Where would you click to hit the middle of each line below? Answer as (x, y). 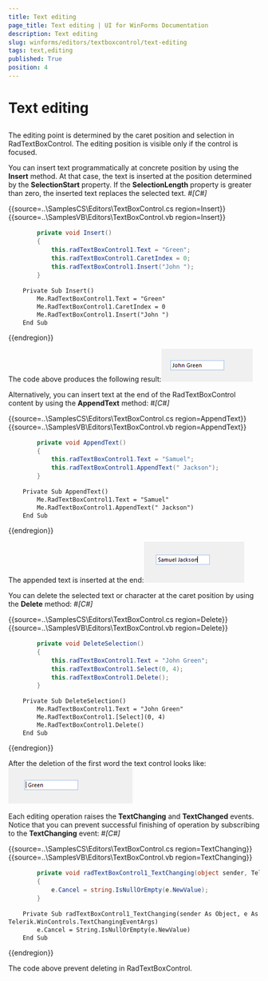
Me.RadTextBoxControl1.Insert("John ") (103, 315)
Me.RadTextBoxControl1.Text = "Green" (101, 299)
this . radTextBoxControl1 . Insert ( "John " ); (122, 267)
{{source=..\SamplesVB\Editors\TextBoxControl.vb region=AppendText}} (128, 427)
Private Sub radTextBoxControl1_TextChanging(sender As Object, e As (141, 914)
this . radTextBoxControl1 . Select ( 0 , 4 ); (117, 669)
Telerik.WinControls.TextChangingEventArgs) (83, 922)
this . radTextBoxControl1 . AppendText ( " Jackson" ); (135, 468)
